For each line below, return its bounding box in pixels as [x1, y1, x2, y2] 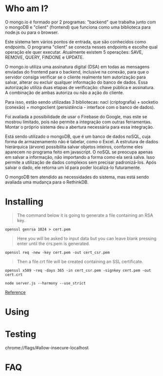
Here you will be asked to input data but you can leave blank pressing [17, 235, 157, 241]
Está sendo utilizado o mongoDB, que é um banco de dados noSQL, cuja [5, 133, 151, 139]
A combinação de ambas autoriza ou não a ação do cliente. [5, 90, 124, 95]
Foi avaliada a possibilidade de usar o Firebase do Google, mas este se [5, 113, 147, 119]
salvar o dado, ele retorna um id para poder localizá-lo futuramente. [5, 164, 141, 170]
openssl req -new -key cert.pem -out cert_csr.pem [5, 250, 110, 255]
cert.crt [5, 272, 23, 277]
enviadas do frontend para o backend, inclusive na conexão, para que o [5, 69, 149, 75]
